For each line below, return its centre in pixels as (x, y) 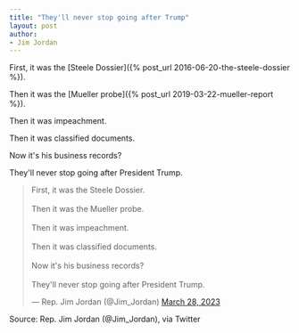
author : (24, 34)
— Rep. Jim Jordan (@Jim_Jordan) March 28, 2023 (125, 302)
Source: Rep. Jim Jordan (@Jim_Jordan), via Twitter (105, 319)
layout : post (33, 26)
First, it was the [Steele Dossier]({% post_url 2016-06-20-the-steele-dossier (149, 68)
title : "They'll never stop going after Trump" (100, 17)
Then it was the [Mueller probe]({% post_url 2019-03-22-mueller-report (141, 94)
